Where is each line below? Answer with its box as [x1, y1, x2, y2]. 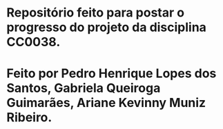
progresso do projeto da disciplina [6, 19, 206, 35]
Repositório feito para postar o [6, 5, 184, 21]
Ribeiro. [6, 110, 52, 126]
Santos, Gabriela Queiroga [6, 81, 161, 96]
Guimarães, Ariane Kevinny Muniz [6, 95, 206, 111]
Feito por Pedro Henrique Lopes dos [6, 66, 217, 81]
